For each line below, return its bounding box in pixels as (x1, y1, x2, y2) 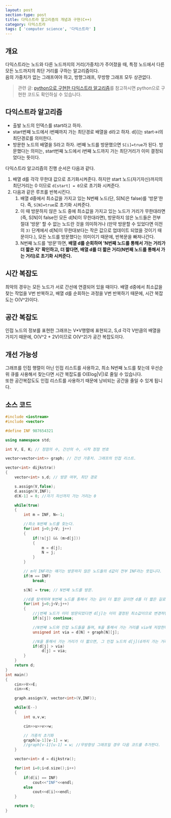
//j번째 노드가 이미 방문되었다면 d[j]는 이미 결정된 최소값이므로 (32, 611, 152, 616)
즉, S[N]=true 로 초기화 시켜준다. (27, 202, 91, 208)
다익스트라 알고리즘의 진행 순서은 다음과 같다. (5, 165, 95, 171)
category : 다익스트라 (5, 21, 46, 27)
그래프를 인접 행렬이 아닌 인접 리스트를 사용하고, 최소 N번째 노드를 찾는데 (5, 365, 150, 371)
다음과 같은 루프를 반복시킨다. (12, 189, 72, 195)
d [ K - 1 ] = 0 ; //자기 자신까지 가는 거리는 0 (14, 493, 97, 499)
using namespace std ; (5, 437, 51, 443)
